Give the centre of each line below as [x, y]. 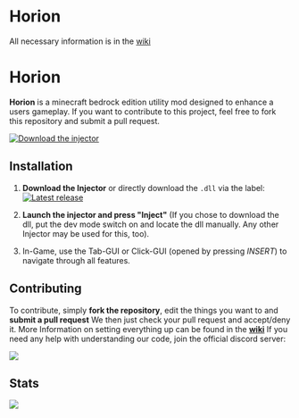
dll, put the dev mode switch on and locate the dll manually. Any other [150, 224]
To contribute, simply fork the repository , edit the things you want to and [144, 310]
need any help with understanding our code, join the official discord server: [148, 339]
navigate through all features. [76, 260]
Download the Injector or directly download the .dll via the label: [143, 188]
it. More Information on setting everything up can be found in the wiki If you [149, 329]
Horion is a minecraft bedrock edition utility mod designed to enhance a [141, 102]
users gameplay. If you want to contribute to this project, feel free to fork [143, 111]
